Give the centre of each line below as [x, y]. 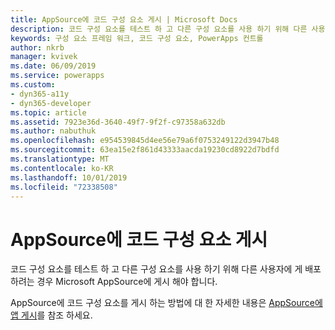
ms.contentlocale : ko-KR [62, 168]
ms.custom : [33, 85]
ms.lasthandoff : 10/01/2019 [69, 177]
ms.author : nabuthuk [53, 131]
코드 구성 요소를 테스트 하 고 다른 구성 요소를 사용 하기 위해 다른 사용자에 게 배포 [166, 269]
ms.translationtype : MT [60, 159]
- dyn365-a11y [40, 94]
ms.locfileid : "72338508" [64, 187]
